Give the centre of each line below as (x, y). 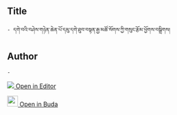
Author (22, 57)
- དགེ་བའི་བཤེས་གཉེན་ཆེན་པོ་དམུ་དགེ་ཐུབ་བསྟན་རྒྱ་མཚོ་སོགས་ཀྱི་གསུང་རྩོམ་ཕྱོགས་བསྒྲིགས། (89, 30)
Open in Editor (36, 86)
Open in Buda (39, 104)
